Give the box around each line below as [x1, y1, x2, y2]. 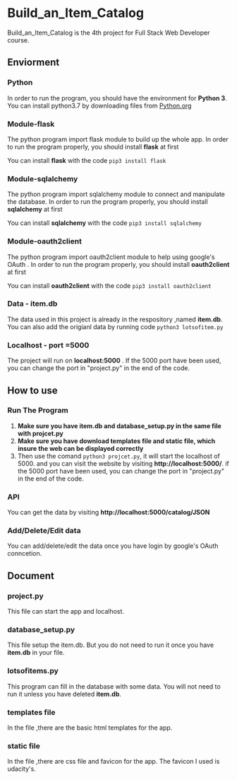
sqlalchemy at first [7, 205, 63, 214]
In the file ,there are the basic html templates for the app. [7, 723, 173, 732]
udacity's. [7, 764, 37, 773]
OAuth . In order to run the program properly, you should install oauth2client [7, 260, 230, 268]
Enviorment [7, 57, 60, 69]
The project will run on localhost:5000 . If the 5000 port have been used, [7, 356, 221, 365]
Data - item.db [7, 299, 58, 309]
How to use [7, 384, 58, 396]
